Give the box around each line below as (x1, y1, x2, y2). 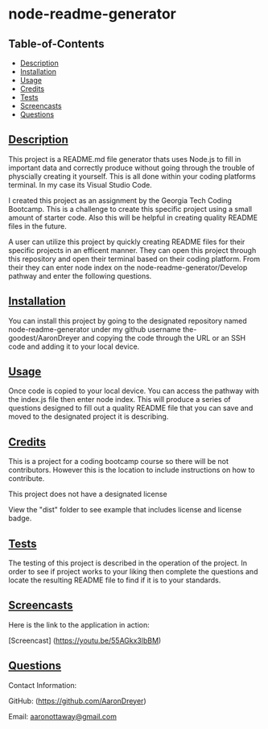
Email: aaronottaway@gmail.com (8, 711, 117, 721)
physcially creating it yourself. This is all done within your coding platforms (8, 171, 256, 181)
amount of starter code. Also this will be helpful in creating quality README (8, 213, 258, 222)
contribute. (8, 474, 45, 483)
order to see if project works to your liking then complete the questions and (8, 567, 258, 577)
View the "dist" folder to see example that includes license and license (8, 505, 242, 515)
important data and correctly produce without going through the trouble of (8, 163, 255, 172)
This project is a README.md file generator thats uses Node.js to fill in (8, 154, 241, 164)
